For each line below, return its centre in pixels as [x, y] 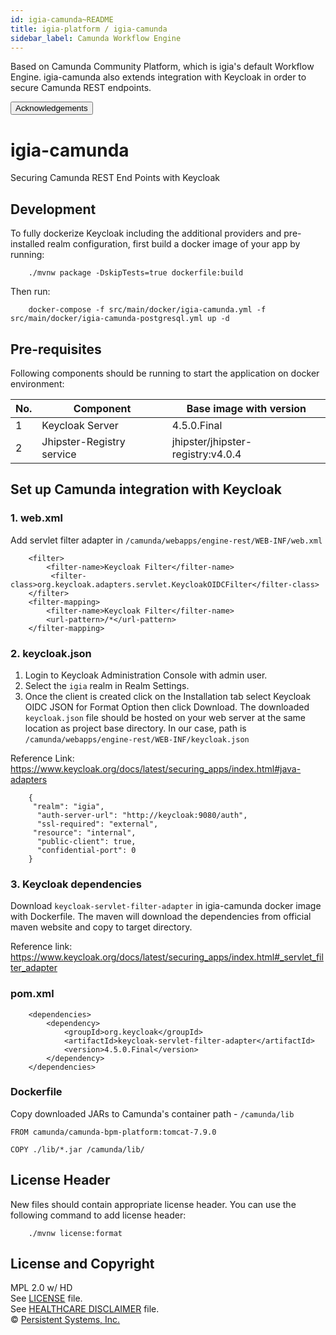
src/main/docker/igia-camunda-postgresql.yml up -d [120, 319]
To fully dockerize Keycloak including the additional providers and [146, 233]
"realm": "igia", [68, 806]
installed [28, 244]
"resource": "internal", [84, 832]
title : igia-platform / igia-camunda [89, 29]
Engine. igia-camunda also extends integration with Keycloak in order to [158, 77]
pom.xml [32, 994]
